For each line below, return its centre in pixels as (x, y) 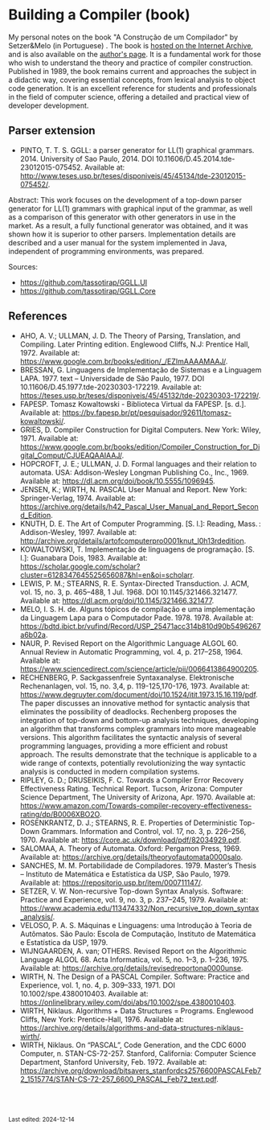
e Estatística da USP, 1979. (64, 942)
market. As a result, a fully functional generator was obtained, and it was (129, 225)
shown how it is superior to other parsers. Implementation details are (122, 234)
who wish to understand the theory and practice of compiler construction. (131, 63)
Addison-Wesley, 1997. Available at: (78, 532)
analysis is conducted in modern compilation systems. (110, 771)
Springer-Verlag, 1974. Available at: (78, 498)
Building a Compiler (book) (99, 15)
